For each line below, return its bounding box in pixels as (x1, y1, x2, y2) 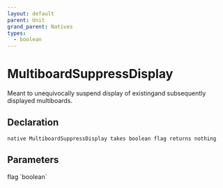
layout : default (7, 10, 54, 17)
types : (7, 29, 26, 37)
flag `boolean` (7, 172, 47, 181)
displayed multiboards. (7, 97, 73, 105)
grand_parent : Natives (7, 23, 73, 30)
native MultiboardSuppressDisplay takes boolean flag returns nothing (7, 135, 217, 142)
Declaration (7, 116, 59, 129)
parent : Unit (7, 17, 45, 24)
